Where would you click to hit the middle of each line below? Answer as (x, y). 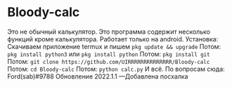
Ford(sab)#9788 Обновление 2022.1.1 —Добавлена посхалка (98, 76)
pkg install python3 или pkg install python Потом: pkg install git (109, 54)
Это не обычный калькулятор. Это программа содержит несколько (109, 32)
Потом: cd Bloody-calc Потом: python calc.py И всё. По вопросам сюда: (116, 69)
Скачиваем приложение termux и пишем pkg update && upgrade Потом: (114, 46)
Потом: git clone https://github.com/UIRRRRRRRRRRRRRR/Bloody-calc (109, 61)
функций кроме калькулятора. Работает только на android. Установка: (113, 39)
